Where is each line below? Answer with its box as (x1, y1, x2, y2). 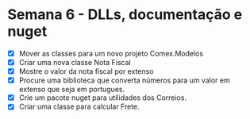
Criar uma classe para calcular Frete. (18, 102, 140, 112)
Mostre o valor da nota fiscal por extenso (18, 67, 154, 76)
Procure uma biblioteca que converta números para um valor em (18, 75, 231, 85)
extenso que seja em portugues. (18, 85, 125, 94)
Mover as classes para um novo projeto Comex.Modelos (18, 48, 204, 58)
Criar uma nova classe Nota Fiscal (18, 58, 132, 67)
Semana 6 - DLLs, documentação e (7, 6, 243, 24)
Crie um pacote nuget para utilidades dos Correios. (18, 93, 187, 102)
